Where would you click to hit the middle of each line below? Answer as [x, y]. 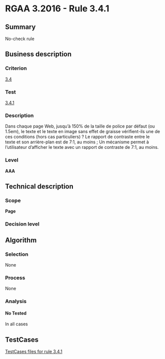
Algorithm [21, 240]
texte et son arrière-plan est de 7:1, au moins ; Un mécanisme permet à [77, 142]
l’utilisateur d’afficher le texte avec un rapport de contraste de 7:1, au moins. [82, 147]
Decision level [22, 224]
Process [15, 277]
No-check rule [20, 39]
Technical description [39, 186]
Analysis [16, 301]
